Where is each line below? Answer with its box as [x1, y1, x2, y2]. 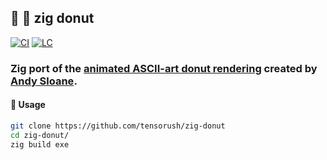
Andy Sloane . [10, 74, 78, 88]
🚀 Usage [10, 99, 46, 111]
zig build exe [10, 139, 70, 150]
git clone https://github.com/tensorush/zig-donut [10, 121, 226, 131]
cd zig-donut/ [10, 130, 70, 140]
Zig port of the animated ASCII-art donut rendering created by [10, 61, 318, 75]
